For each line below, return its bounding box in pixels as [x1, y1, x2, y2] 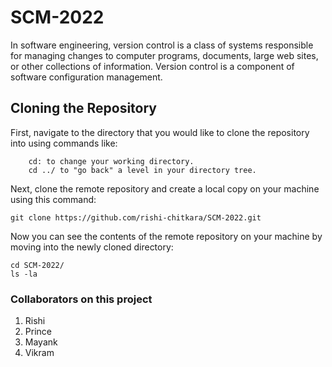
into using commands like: [10, 137, 118, 149]
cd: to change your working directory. [28, 156, 195, 166]
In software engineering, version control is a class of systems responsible [10, 39, 314, 51]
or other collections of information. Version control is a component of [10, 60, 295, 72]
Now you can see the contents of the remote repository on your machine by [10, 230, 323, 242]
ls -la [10, 269, 38, 279]
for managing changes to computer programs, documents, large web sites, [10, 49, 319, 61]
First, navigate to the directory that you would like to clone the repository [10, 126, 310, 138]
